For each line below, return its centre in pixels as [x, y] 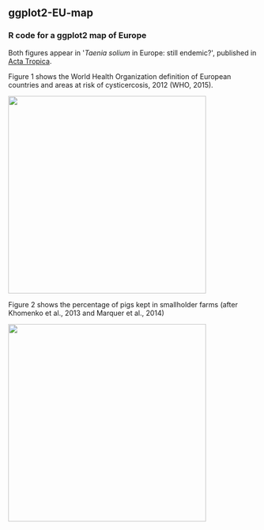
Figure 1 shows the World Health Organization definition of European [120, 76]
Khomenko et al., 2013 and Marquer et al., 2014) [86, 313]
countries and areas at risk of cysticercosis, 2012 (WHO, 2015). [111, 85]
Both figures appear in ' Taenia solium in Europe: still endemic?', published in [132, 53]
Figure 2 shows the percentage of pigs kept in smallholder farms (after [123, 304]
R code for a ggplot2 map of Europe [77, 36]
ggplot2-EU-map [51, 13]
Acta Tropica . [30, 61]
